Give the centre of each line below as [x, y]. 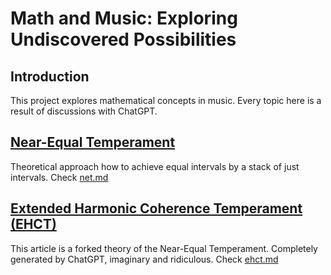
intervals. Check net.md [59, 177]
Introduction [50, 76]
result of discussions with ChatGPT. [84, 111]
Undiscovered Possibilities [123, 39]
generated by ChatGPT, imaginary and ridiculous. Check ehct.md [144, 259]
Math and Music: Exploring [124, 18]
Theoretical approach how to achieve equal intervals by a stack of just [155, 166]
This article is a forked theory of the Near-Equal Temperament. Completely [164, 248]
